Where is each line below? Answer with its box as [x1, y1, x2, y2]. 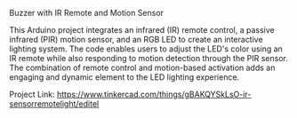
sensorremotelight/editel [9, 98, 100, 109]
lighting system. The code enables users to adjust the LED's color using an [9, 43, 283, 54]
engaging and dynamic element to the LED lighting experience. [9, 72, 240, 83]
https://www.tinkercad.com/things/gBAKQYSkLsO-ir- [56, 89, 252, 99]
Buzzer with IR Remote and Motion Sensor [9, 8, 165, 18]
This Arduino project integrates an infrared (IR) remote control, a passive [9, 25, 275, 35]
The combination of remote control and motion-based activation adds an [9, 62, 276, 73]
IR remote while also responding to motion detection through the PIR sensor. [9, 53, 289, 63]
